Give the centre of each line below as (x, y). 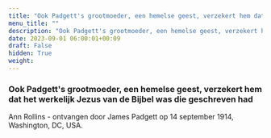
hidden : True (30, 53)
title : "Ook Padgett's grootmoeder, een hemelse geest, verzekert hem (129, 16)
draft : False (30, 46)
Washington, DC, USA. (46, 125)
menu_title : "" (34, 23)
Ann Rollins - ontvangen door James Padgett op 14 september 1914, (121, 117)
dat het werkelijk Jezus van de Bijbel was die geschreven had (131, 99)
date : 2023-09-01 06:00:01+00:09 (65, 38)
